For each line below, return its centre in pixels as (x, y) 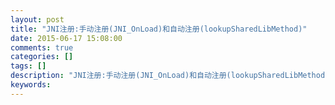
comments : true (42, 47)
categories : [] (42, 57)
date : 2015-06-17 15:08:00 (66, 38)
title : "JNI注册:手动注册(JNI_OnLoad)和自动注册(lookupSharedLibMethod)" (159, 29)
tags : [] (28, 66)
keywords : (31, 85)
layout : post (37, 19)
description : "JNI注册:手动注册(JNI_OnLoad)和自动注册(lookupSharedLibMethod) (170, 76)
